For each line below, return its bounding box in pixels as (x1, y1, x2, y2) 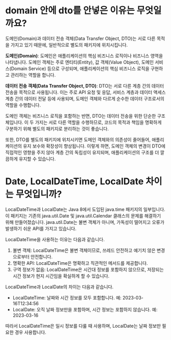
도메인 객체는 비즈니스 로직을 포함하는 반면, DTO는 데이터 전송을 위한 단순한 (5, 113, 156, 119)
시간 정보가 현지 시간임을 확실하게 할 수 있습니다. (12, 272, 110, 279)
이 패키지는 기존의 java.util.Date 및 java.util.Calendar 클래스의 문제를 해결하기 (5, 213, 161, 219)
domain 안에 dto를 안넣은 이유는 (5, 5, 135, 16)
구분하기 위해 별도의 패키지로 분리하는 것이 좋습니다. (5, 125, 109, 132)
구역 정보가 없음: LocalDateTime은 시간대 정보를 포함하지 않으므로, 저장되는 (12, 266, 164, 272)
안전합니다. (30, 253, 53, 260)
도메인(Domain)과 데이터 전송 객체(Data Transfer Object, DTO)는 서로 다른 (5, 35, 156, 41)
